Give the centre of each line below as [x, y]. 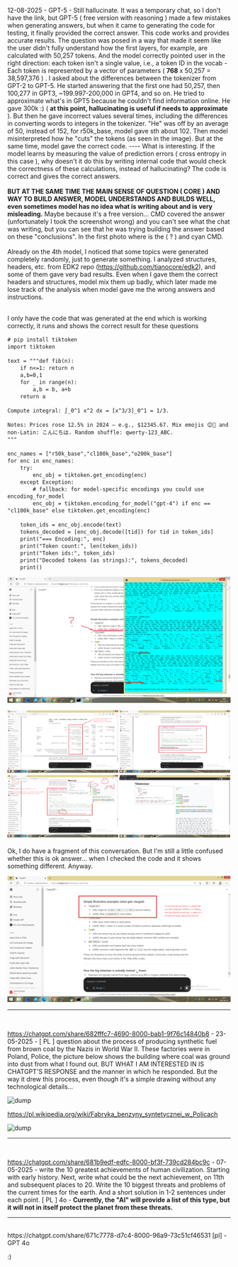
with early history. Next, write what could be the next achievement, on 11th [116, 1177]
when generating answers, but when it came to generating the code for [111, 25]
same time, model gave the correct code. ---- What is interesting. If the [111, 146]
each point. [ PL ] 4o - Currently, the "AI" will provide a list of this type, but [119, 1200]
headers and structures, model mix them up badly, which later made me [112, 282]
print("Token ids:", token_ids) [68, 553]
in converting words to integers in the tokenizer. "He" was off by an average [118, 123]
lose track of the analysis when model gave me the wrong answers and [111, 289]
